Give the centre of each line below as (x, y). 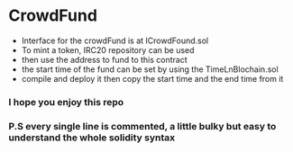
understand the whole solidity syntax (92, 138)
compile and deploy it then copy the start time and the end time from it (152, 78)
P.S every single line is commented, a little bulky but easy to (142, 126)
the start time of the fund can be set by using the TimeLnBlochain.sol (150, 69)
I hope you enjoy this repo (66, 102)
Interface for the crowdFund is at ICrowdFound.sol (115, 40)
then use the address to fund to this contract (104, 59)
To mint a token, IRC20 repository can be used (108, 49)
